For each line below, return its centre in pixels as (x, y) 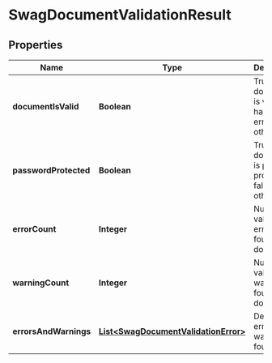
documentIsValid (46, 107)
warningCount (41, 283)
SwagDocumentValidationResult (120, 15)
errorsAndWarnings (52, 331)
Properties (36, 45)
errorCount (34, 229)
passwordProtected (51, 170)
